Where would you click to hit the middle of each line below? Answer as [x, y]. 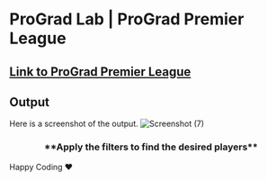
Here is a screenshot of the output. [74, 124]
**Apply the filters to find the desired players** [151, 147]
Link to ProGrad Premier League [100, 72]
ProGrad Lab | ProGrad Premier [127, 19]
